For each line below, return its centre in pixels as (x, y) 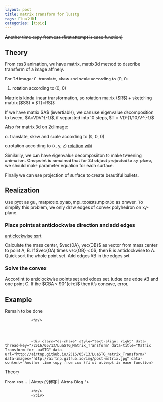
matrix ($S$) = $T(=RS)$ (30, 103)
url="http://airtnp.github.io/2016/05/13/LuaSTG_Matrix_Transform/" (76, 354)
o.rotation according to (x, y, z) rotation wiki (49, 146)
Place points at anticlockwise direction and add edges (70, 225)
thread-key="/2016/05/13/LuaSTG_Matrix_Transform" (57, 346)
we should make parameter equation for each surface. (60, 166)
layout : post (18, 10)
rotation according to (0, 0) (39, 88)
